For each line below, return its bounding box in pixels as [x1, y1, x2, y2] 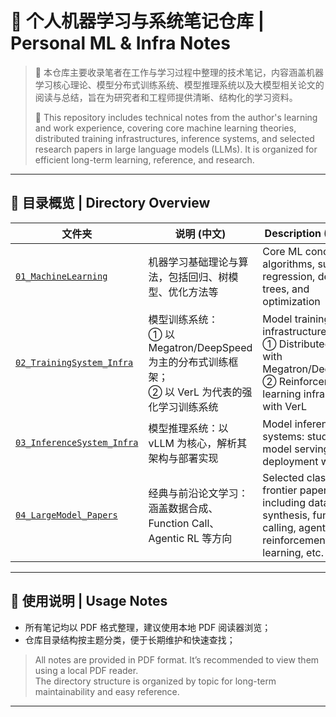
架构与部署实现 [148, 451, 219, 465]
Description [264, 226, 322, 240]
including [262, 495, 307, 509]
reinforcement [262, 533, 330, 547]
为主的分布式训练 [148, 355, 229, 369]
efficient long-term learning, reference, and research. [34, 153, 255, 166]
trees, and [262, 282, 310, 296]
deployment [262, 454, 319, 468]
